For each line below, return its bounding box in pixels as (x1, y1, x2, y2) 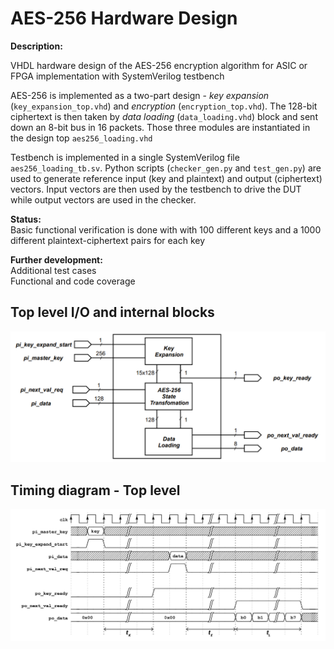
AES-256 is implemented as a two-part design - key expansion (10, 89, 270, 101)
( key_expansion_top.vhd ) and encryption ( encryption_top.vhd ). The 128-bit (10, 100, 318, 112)
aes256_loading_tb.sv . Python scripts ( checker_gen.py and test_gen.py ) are (10, 162, 322, 174)
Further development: (10, 253, 103, 266)
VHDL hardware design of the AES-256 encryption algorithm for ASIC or (10, 59, 308, 71)
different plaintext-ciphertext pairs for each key (10, 234, 206, 246)
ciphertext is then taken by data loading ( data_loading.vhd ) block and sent (10, 110, 318, 122)
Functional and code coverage (10, 275, 136, 287)
